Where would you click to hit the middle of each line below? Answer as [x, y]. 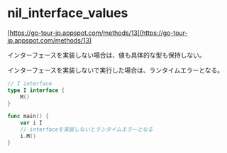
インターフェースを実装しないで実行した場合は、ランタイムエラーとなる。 [116, 70]
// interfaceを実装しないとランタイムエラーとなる [87, 130]
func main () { [28, 116]
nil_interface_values [68, 13]
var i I [31, 123]
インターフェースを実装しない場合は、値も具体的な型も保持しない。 [106, 55]
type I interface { [36, 90]
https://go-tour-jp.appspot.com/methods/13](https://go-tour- [99, 33]
